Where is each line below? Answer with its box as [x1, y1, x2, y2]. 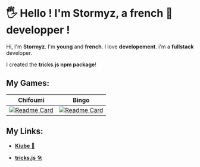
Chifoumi [17, 95, 45, 104]
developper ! [6, 23, 70, 37]
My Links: [6, 126, 43, 137]
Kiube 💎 [14, 142, 35, 149]
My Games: [6, 78, 49, 88]
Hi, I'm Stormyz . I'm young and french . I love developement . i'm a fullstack [6, 43, 194, 50]
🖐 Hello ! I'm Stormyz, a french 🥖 [6, 7, 173, 20]
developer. [6, 49, 33, 56]
